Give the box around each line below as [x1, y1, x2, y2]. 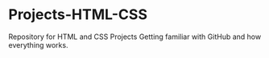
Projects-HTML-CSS [8, 6, 147, 24]
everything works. [8, 40, 68, 49]
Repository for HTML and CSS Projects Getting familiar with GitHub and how [8, 32, 262, 41]
